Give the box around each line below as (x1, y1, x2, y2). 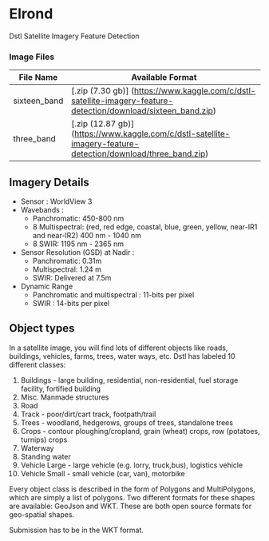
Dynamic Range (20, 281, 73, 292)
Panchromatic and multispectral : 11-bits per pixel (32, 290, 195, 300)
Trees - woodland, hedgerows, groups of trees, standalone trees (20, 417, 234, 428)
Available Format (131, 72, 197, 83)
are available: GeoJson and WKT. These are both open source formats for (9, 501, 252, 511)
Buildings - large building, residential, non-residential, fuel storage (20, 375, 239, 384)
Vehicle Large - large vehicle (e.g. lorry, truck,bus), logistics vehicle (20, 460, 243, 470)
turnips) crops (20, 435, 68, 444)
